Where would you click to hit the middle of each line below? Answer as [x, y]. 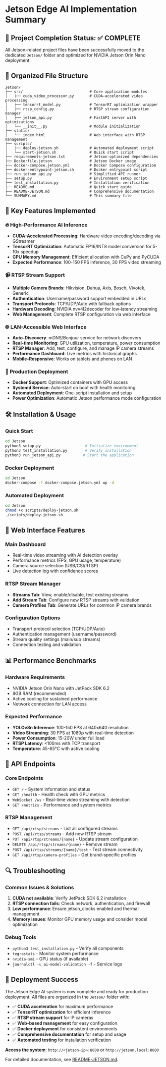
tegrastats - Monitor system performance [55, 953]
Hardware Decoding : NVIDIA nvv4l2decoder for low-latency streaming [85, 309]
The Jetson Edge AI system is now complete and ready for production [77, 991]
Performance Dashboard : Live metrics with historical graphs [75, 354]
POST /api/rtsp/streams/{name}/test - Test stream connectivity [77, 849]
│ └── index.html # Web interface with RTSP [75, 135]
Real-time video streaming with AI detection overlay [65, 555]
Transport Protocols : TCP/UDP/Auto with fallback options [72, 304]
